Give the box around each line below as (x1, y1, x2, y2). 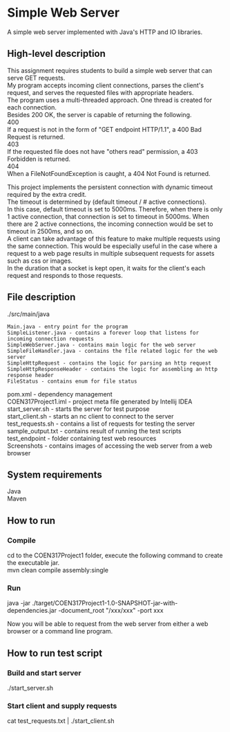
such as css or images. (7, 256, 73, 265)
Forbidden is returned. (7, 155, 71, 163)
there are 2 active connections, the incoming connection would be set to (7, 220, 213, 228)
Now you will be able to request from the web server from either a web (7, 620, 209, 628)
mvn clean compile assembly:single (7, 566, 109, 575)
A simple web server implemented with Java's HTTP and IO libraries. (7, 28, 202, 36)
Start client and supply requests (7, 701, 117, 711)
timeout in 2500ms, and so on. (7, 227, 95, 235)
